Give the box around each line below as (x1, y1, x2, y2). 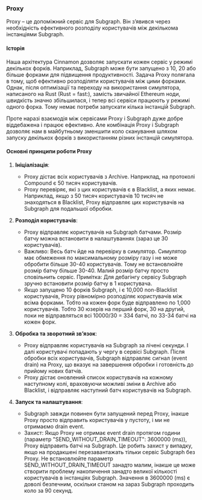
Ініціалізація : (14, 161, 50, 168)
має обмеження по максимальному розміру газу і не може (24, 254, 178, 261)
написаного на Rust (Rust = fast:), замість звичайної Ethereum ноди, (6, 90, 181, 97)
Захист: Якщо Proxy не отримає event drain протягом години (24, 429, 181, 436)
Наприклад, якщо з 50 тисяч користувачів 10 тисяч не (24, 192, 164, 199)
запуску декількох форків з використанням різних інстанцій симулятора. (6, 134, 194, 141)
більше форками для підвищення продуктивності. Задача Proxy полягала (6, 71, 195, 78)
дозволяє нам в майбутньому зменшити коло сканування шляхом (6, 127, 178, 135)
